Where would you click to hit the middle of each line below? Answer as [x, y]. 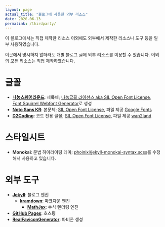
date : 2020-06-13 [23, 19]
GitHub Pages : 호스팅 [34, 213]
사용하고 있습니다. [39, 158]
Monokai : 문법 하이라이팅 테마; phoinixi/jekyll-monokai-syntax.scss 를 [82, 152]
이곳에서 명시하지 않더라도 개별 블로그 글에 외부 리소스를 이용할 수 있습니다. [78, 55]
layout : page [19, 10]
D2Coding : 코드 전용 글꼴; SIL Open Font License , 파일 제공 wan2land [82, 116]
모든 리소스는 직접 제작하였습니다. [42, 61]
